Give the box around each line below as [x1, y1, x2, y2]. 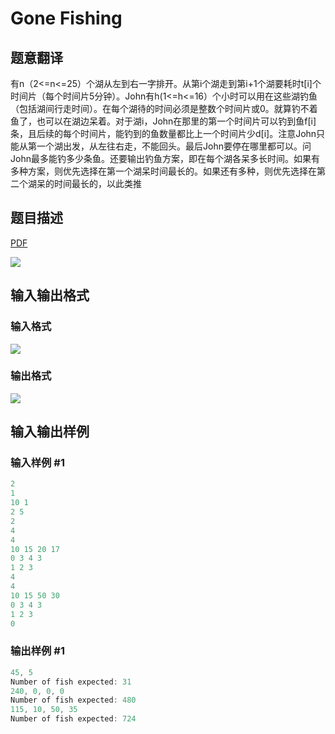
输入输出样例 [10, 423, 90, 441]
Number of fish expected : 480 [10, 695, 137, 706]
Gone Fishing [10, 7, 123, 30]
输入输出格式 [10, 287, 90, 304]
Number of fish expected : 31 [10, 677, 132, 687]
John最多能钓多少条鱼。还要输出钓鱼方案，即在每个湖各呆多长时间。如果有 [10, 153, 320, 164]
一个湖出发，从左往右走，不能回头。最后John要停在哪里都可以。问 [36, 140, 312, 152]
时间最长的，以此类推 [53, 178, 142, 189]
